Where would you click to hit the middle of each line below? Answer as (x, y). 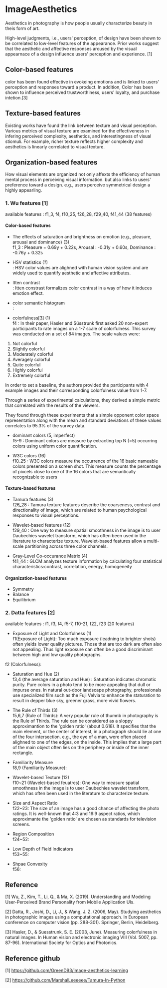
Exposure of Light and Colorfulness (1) (52, 633)
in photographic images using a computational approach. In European (77, 917)
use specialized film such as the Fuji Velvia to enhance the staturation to (86, 695)
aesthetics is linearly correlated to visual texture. (55, 146)
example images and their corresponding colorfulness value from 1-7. (76, 390)
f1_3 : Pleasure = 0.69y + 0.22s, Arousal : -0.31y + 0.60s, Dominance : (84, 247)
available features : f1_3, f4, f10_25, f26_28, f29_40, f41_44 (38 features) (79, 214)
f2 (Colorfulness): (23, 664)
